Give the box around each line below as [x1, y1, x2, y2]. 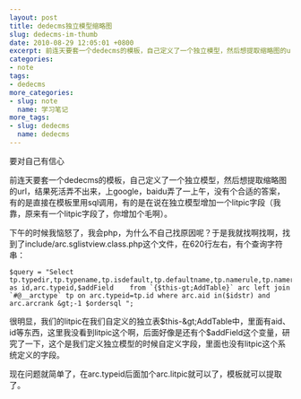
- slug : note [9, 96, 58, 106]
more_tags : [9, 113, 50, 122]
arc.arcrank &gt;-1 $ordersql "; [9, 299, 134, 308]
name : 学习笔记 [17, 105, 69, 114]
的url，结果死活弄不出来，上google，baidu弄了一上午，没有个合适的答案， [9, 186, 285, 196]
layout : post [9, 13, 58, 22]
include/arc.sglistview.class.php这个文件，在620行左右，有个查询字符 [24, 239, 284, 249]
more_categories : [9, 88, 74, 97]
